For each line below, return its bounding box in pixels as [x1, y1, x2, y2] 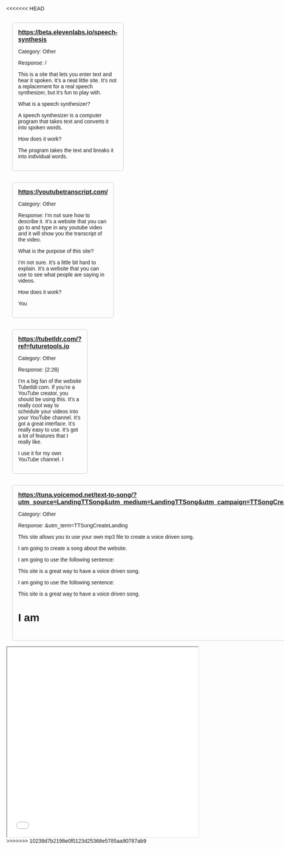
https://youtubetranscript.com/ [18, 188, 108, 195]
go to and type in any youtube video [18, 224, 103, 230]
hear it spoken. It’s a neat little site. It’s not [18, 77, 117, 84]
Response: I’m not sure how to [18, 212, 90, 218]
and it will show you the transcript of [18, 230, 102, 237]
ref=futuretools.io [18, 342, 70, 350]
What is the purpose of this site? [18, 248, 94, 254]
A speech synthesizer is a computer [18, 112, 102, 119]
